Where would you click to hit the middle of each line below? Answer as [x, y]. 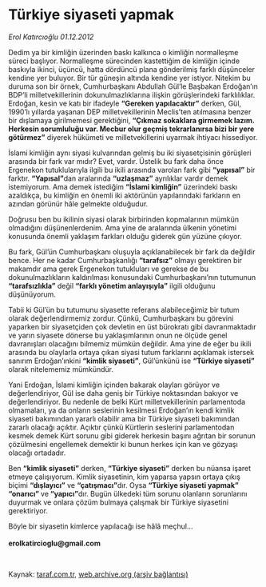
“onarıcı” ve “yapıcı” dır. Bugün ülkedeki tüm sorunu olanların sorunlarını [128, 493]
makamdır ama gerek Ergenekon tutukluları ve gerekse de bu [109, 269]
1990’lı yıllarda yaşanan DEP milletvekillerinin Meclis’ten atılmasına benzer [130, 112]
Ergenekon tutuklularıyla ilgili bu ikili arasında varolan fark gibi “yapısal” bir [132, 170]
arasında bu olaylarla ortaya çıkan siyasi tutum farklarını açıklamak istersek [131, 352]
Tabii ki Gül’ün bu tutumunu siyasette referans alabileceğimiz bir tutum [124, 309]
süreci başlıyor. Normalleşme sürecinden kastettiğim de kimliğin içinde [124, 61]
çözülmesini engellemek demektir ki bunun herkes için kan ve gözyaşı [123, 444]
